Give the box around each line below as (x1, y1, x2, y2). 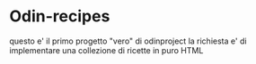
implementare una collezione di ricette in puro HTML (9, 44, 204, 55)
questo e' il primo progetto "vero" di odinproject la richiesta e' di (9, 36, 247, 46)
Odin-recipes (9, 6, 110, 27)
